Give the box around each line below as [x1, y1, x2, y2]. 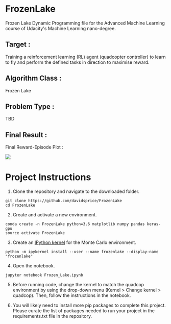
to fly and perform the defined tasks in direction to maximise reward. [5, 59, 150, 65]
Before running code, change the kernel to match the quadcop [12, 282, 144, 288]
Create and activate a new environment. [12, 212, 97, 218]
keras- [146, 221, 161, 227]
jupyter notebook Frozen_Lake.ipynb [5, 272, 83, 278]
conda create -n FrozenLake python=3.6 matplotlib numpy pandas [5, 221, 145, 227]
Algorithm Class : [5, 74, 62, 83]
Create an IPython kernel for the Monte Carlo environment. [12, 239, 136, 245]
